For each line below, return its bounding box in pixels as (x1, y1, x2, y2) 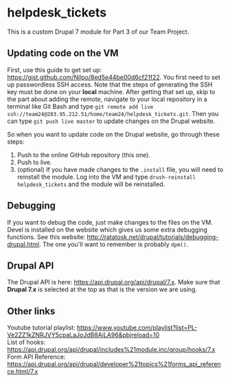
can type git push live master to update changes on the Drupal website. (7, 117, 216, 125)
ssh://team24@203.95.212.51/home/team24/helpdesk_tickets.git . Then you (7, 109, 219, 117)
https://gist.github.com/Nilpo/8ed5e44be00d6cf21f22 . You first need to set (7, 73, 221, 81)
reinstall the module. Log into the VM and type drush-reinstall (16, 172, 196, 181)
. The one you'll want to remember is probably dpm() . (38, 240, 189, 248)
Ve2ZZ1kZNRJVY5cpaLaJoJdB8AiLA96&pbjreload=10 (7, 331, 160, 339)
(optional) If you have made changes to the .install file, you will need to (16, 165, 224, 173)
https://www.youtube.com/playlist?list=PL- (76, 324, 198, 332)
